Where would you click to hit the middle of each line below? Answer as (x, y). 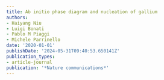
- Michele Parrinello (33, 40)
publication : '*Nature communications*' (58, 68)
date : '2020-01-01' (31, 46)
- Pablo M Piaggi (28, 34)
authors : (17, 17)
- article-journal (29, 62)
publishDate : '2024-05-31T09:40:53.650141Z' (63, 51)
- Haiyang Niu (24, 23)
